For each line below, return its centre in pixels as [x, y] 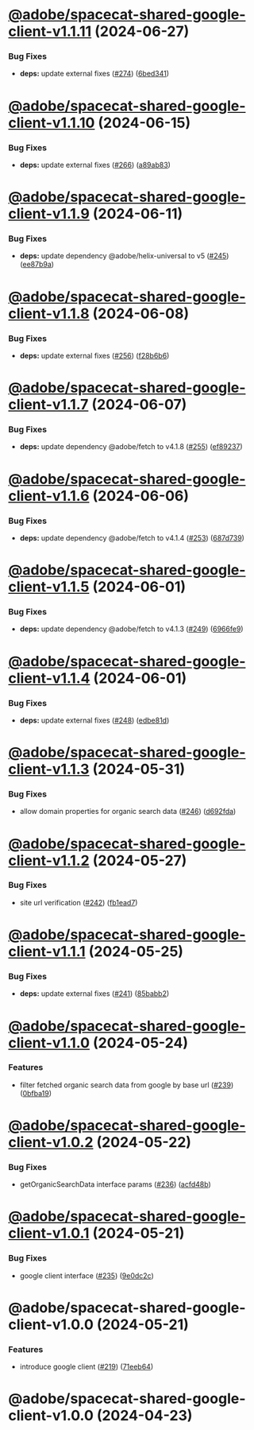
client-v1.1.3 [49, 769]
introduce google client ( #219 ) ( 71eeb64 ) [87, 1367]
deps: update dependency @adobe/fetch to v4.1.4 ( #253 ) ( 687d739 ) [132, 537]
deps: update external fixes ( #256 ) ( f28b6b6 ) [94, 355]
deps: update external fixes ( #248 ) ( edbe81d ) [94, 720]
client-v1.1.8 [49, 314]
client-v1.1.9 [49, 214]
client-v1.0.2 [51, 1142]
